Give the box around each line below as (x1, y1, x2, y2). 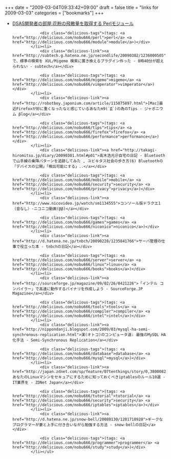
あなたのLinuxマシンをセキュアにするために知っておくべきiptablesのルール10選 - (12, 374, 166, 380)
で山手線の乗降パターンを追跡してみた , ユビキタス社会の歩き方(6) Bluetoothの (12, 158, 163, 164)
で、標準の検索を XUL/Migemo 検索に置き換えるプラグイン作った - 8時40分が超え (12, 58, 164, 64)
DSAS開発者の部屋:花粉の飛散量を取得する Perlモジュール (12, 21, 134, 26)
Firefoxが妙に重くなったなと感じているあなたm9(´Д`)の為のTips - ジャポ (16, 106, 156, 111)
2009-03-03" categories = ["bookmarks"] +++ (5, 10, 104, 16)
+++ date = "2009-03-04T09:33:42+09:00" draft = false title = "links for (5, 5, 159, 10)
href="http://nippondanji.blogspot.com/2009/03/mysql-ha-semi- (12, 327, 151, 332)
